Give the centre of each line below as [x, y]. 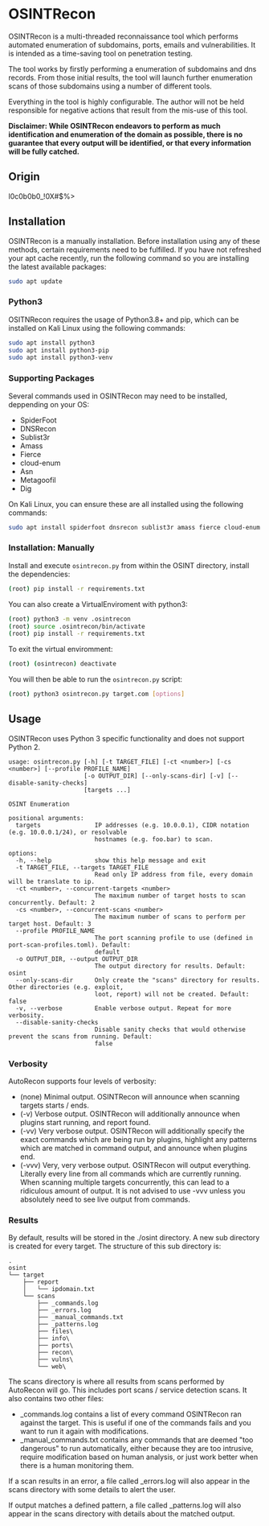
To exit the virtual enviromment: [61, 650]
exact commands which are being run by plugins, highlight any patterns [138, 1140]
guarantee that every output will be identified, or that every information [130, 142]
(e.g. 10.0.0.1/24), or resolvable [68, 832]
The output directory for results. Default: [170, 966]
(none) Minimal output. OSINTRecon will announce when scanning [130, 1097]
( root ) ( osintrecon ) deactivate [62, 664]
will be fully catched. [44, 151]
